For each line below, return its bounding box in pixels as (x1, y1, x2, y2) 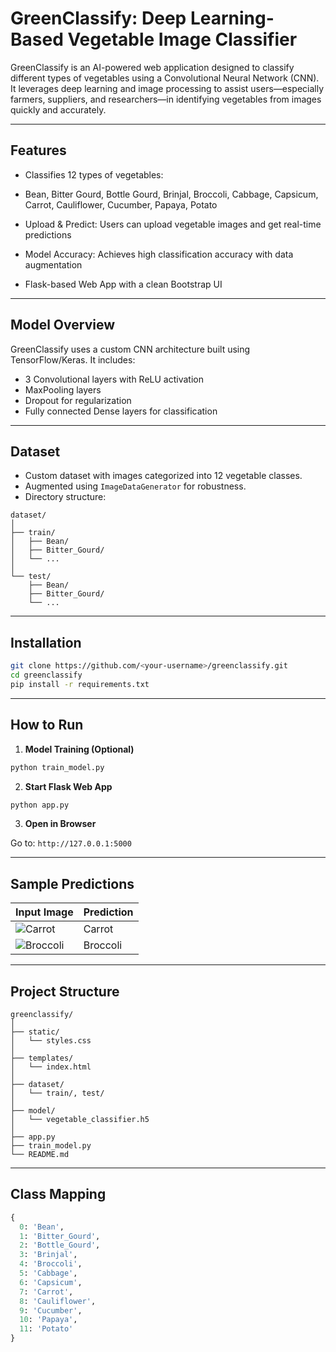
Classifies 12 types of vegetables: (24, 168, 164, 181)
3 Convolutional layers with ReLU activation (24, 373, 204, 385)
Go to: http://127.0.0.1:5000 (10, 837, 132, 849)
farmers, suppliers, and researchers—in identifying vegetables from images (10, 93, 322, 105)
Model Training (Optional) (24, 743, 135, 755)
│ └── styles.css (10, 1036, 92, 1046)
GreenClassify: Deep (10, 7, 187, 30)
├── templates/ (10, 1053, 74, 1063)
